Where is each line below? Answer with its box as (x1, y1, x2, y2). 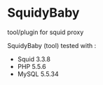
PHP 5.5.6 (17, 62, 47, 70)
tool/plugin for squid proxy (7, 28, 84, 36)
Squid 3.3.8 (17, 54, 51, 63)
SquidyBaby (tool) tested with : (7, 41, 97, 49)
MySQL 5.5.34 (17, 70, 59, 78)
